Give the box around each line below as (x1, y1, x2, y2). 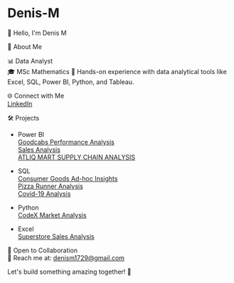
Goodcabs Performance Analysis (17, 138, 115, 146)
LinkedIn (7, 99, 33, 108)
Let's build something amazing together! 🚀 (7, 267, 132, 276)
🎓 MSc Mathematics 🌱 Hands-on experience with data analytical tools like (7, 67, 228, 76)
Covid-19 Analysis (17, 189, 71, 197)
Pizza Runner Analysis (17, 182, 83, 190)
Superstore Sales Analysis (17, 232, 95, 240)
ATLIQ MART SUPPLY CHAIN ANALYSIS (17, 153, 136, 161)
